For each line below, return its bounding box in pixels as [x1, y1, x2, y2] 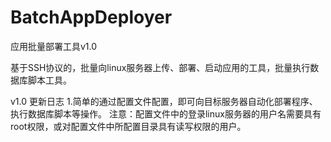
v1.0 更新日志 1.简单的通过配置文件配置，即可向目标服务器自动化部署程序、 [10, 95, 318, 107]
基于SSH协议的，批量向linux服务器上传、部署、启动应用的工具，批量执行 [10, 61, 311, 73]
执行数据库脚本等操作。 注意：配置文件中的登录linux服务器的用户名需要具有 [10, 107, 322, 120]
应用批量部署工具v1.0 [10, 40, 98, 52]
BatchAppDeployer [10, 6, 173, 29]
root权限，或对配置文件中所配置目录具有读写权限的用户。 [10, 120, 247, 132]
